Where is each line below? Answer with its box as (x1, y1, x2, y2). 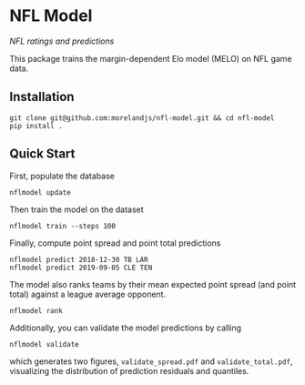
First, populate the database (9, 170, 116, 181)
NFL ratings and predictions (9, 35, 115, 46)
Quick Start (9, 147, 76, 162)
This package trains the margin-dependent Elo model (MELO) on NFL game (9, 53, 293, 64)
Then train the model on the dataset (9, 204, 144, 215)
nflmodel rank (9, 306, 64, 315)
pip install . (9, 121, 64, 130)
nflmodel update (9, 187, 71, 197)
